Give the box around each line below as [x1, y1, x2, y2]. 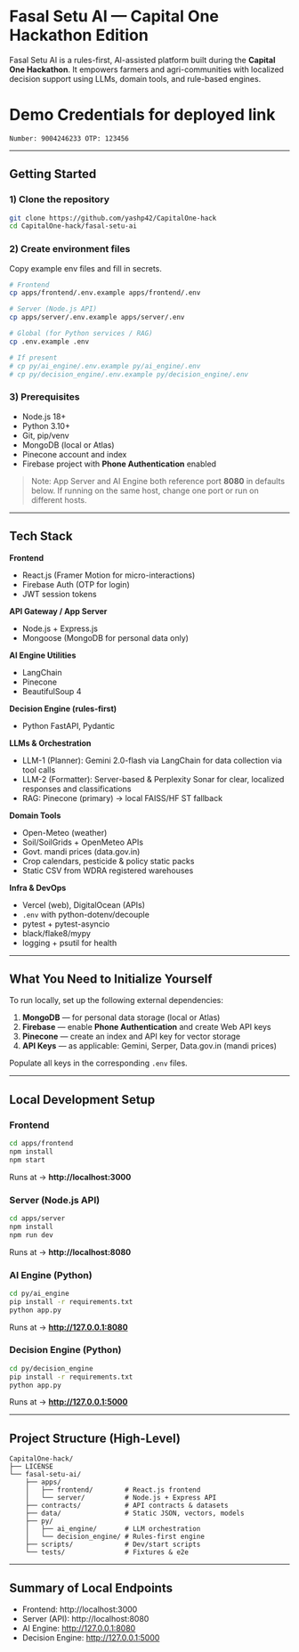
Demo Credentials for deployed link [9, 105, 276, 126]
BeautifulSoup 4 [21, 685, 82, 696]
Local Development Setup [9, 1092, 156, 1107]
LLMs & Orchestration [9, 737, 92, 749]
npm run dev [9, 1230, 53, 1239]
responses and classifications [21, 783, 132, 794]
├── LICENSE [9, 1462, 53, 1471]
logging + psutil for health [21, 937, 117, 948]
